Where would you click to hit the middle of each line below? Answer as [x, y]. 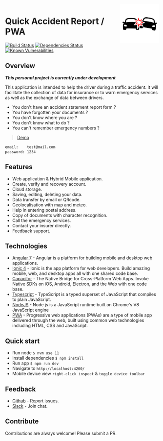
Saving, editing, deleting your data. [47, 194]
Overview [20, 66]
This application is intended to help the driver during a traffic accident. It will [82, 87]
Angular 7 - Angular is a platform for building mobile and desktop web [82, 258]
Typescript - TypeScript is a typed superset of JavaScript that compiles [84, 294]
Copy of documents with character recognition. [60, 215]
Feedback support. [31, 231]
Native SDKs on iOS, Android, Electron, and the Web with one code [80, 284]
